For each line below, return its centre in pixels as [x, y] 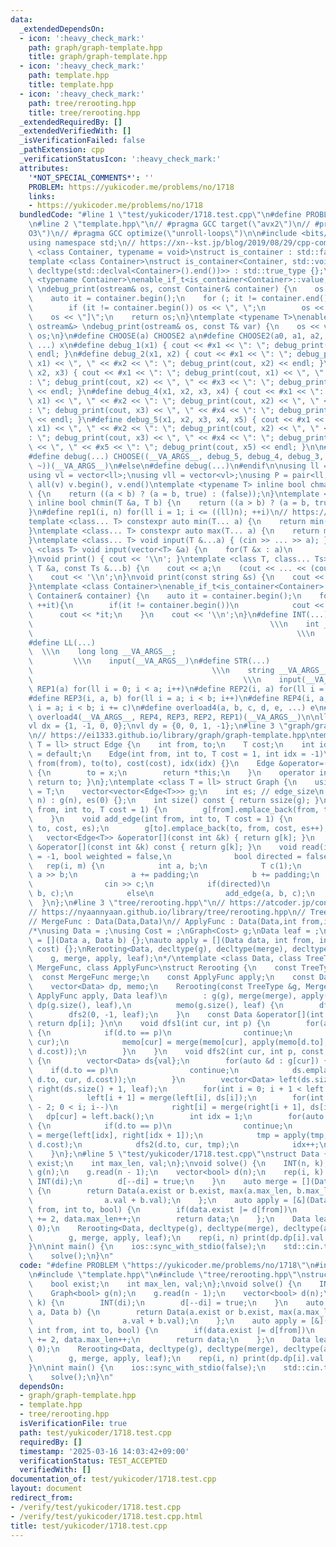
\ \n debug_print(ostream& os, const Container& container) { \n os [176, 289]
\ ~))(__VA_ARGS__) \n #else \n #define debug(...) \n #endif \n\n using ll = [178, 466]
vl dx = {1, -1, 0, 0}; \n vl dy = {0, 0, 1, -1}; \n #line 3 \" [158, 726]
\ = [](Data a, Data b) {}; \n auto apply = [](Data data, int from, [171, 940]
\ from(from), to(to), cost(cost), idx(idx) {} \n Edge [151, 763]
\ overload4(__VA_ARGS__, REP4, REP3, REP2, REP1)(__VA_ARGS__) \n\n [174, 717]
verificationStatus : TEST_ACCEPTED [93, 1461]
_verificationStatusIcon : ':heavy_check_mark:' [120, 159]
